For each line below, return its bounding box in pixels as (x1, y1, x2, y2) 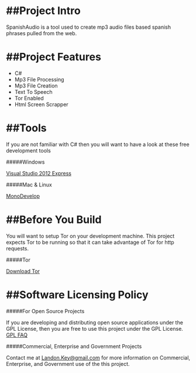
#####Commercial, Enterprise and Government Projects (6, 343, 142, 350)
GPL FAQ (6, 331, 28, 338)
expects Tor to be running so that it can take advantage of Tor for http (6, 239, 174, 246)
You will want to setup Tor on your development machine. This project (6, 232, 175, 239)
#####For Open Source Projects (6, 307, 85, 314)
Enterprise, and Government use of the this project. (6, 360, 130, 367)
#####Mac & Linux (6, 181, 53, 188)
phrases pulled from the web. (6, 29, 77, 36)
